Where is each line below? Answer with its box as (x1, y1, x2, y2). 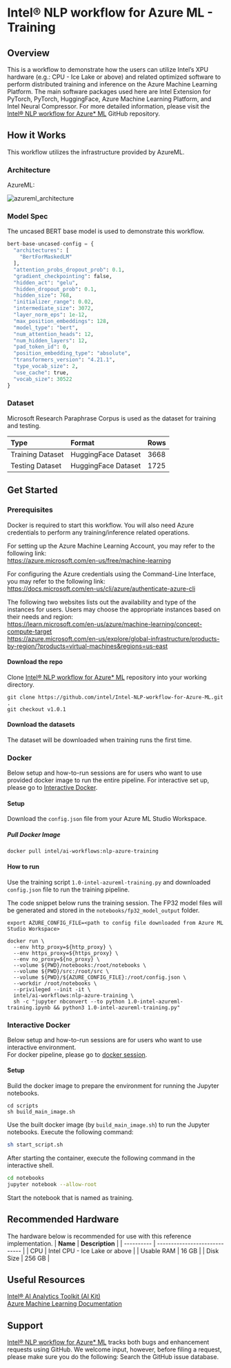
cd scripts (7, 1102, 39, 1109)
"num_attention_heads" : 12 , (13, 331, 94, 338)
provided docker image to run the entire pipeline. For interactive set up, (7, 776, 210, 784)
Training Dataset (10, 450, 64, 459)
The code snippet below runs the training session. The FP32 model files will (7, 898, 223, 907)
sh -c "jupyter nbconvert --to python (13, 998, 125, 1005)
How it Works (7, 129, 66, 141)
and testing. (7, 421, 41, 429)
